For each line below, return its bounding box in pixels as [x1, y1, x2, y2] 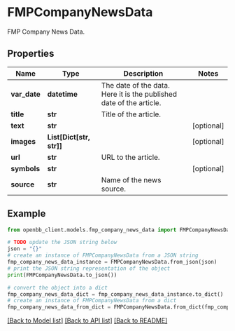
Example [7, 208, 46, 219]
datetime [47, 89, 78, 99]
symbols [10, 163, 41, 173]
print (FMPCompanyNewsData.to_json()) [7, 271, 117, 278]
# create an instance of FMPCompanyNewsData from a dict [7, 297, 177, 304]
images [10, 136, 36, 146]
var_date [10, 89, 41, 99]
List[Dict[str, [47, 132, 90, 142]
